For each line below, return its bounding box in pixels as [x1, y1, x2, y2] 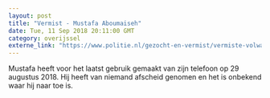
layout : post [8, 11, 52, 20]
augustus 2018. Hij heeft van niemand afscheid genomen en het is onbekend [8, 72, 262, 82]
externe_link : [8, 42, 56, 50]
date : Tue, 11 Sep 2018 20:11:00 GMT [8, 27, 135, 35]
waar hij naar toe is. [8, 81, 74, 91]
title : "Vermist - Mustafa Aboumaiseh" [8, 19, 142, 27]
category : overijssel [8, 34, 81, 43]
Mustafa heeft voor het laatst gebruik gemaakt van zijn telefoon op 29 [8, 63, 239, 73]
